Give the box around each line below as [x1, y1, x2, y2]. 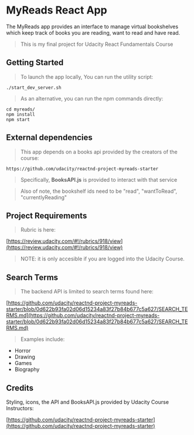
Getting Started [6, 58, 64, 68]
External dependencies [6, 133, 93, 143]
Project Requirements [6, 210, 87, 220]
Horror [14, 347, 31, 354]
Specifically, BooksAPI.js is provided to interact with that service [20, 176, 178, 183]
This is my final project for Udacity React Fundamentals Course [20, 41, 173, 48]
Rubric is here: [20, 226, 56, 233]
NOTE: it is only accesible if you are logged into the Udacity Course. [20, 255, 185, 262]
